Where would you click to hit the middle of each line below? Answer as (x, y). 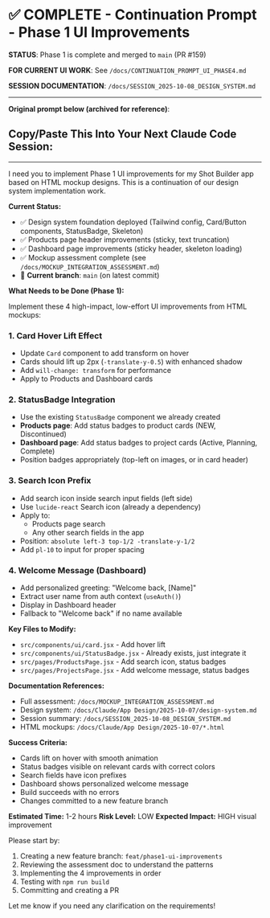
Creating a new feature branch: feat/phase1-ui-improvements (121, 856)
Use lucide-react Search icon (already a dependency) (110, 506)
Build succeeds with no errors (70, 792)
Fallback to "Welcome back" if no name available (101, 613)
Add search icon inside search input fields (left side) (106, 498)
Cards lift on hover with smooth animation (89, 758)
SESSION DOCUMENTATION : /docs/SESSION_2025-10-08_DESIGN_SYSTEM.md (132, 85)
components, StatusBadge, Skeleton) (82, 231)
